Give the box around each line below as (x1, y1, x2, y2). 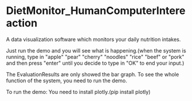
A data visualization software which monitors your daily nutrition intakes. (6, 36, 181, 43)
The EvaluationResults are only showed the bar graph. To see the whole (6, 71, 180, 78)
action (6, 16, 38, 30)
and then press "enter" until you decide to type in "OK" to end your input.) (6, 60, 184, 67)
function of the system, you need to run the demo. (6, 77, 128, 84)
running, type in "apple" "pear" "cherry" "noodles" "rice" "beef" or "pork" (6, 53, 184, 60)
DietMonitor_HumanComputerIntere (6, 4, 186, 18)
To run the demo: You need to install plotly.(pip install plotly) (6, 88, 151, 95)
